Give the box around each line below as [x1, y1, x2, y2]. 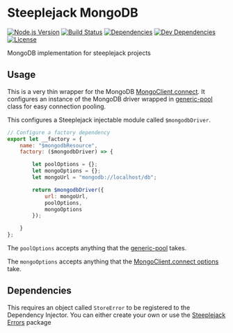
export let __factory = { [7, 136, 82, 143]
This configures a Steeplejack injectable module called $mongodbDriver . [7, 115, 211, 124]
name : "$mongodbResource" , [19, 142, 98, 149]
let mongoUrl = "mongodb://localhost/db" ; [32, 174, 157, 181]
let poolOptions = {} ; [32, 161, 98, 168]
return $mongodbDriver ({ [32, 186, 104, 193]
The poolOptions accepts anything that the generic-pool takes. [7, 244, 187, 252]
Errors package [7, 318, 51, 326]
